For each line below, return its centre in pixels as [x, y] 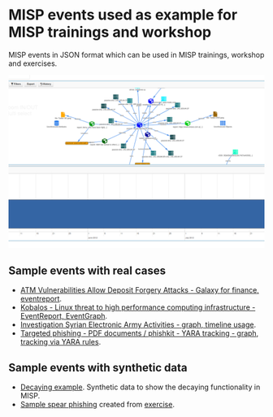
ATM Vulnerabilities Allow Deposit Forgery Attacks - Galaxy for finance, [140, 290]
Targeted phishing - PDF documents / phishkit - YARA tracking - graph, [139, 333]
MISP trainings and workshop [110, 32]
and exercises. [33, 63]
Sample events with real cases [87, 270]
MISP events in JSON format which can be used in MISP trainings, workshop [136, 54]
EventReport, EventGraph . [64, 316]
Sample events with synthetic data [98, 367]
